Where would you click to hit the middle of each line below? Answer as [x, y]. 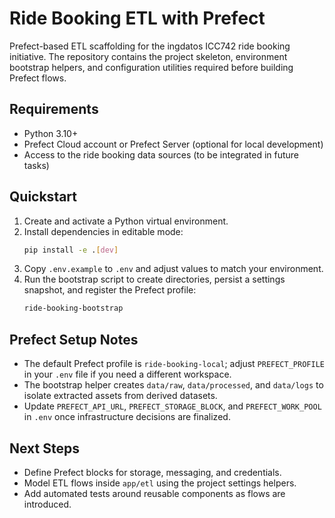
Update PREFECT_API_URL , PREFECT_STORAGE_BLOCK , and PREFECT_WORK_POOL [172, 406]
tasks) [36, 165]
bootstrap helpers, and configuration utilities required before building [151, 67]
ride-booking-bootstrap [73, 308]
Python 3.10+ [51, 133]
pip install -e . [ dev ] [71, 250]
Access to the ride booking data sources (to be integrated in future [161, 154]
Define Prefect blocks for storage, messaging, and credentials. [152, 472]
